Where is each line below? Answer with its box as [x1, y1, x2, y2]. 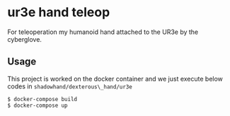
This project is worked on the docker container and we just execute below [7, 74, 223, 83]
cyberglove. [7, 35, 42, 43]
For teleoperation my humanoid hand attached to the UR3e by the [7, 28, 199, 36]
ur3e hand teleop [7, 4, 110, 21]
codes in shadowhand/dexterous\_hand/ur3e [7, 82, 132, 91]
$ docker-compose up [7, 102, 69, 109]
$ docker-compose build [7, 95, 78, 103]
